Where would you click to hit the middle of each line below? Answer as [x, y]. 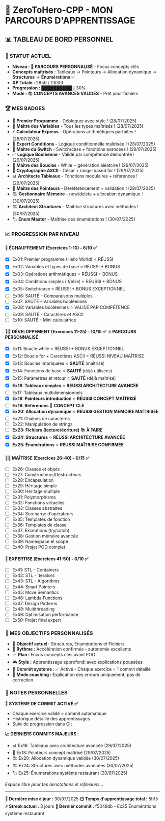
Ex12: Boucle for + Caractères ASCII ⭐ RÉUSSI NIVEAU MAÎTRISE [78, 356]
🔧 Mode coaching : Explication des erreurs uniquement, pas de [76, 675]
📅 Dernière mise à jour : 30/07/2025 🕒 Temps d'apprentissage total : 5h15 [82, 799]
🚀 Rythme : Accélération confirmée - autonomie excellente [72, 649]
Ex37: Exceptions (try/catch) [41, 530]
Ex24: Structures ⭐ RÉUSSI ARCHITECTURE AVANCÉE [69, 437]
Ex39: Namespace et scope [40, 541]
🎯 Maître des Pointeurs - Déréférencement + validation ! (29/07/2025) [84, 188]
